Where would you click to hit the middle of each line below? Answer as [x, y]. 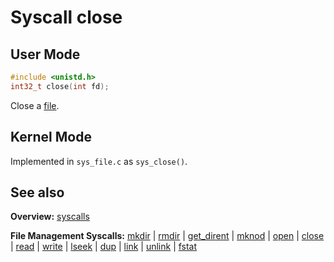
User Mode [45, 54]
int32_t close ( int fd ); [60, 86]
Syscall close [66, 17]
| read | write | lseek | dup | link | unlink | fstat [104, 247]
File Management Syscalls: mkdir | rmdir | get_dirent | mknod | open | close [167, 236]
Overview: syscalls [50, 217]
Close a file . [35, 105]
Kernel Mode [51, 137]
